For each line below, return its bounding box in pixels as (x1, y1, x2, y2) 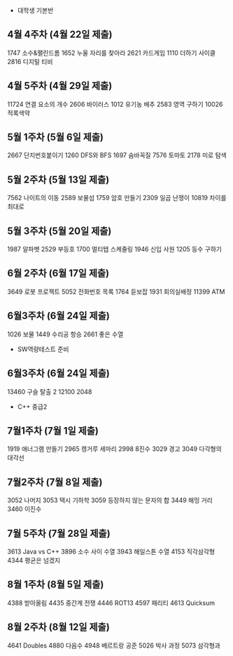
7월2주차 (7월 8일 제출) (7, 476, 103, 488)
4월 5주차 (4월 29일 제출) (7, 80, 113, 92)
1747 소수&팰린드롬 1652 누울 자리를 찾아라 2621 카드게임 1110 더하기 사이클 (7, 48, 216, 57)
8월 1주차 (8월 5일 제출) (7, 579, 104, 591)
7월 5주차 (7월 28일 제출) (7, 527, 111, 539)
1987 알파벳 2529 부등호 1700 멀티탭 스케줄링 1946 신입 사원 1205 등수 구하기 (7, 245, 223, 254)
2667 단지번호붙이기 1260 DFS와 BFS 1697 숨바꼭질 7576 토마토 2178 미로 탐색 (7, 151, 227, 159)
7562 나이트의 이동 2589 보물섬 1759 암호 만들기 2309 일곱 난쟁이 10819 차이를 (7, 194, 227, 202)
